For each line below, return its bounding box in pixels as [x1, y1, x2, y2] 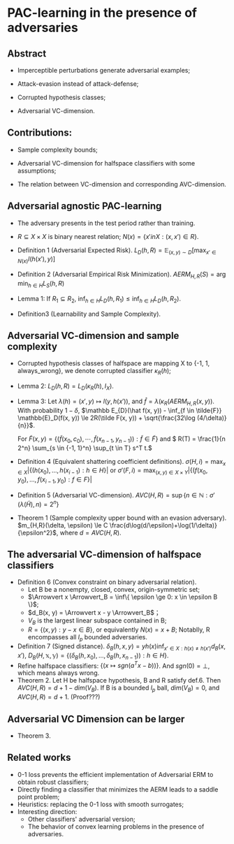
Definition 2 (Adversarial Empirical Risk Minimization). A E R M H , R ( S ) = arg [17, 270, 226, 280]
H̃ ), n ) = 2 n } [26, 499, 59, 508]
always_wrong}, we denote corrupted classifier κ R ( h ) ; [17, 367, 171, 377]
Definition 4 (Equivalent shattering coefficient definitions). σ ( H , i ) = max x [17, 457, 226, 467]
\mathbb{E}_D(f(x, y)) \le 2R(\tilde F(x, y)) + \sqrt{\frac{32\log [17, 414, 196, 422]
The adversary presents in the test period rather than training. [17, 219, 196, 227]
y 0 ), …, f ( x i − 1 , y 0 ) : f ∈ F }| [17, 475, 92, 485]
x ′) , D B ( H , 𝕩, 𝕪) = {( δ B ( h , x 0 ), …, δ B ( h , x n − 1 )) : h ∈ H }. [17, 651, 169, 661]
